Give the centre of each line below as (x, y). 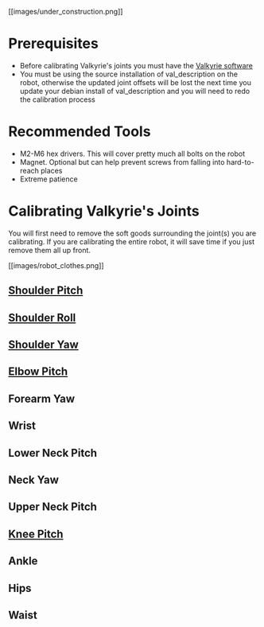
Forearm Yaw (42, 398)
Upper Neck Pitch (53, 507)
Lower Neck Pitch (53, 453)
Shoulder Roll (42, 317)
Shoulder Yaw (44, 344)
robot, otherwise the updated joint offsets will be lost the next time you (136, 82)
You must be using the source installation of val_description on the (129, 74)
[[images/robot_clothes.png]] (56, 265)
